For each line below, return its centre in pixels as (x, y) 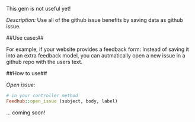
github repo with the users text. (44, 62)
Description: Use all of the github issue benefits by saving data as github (95, 20)
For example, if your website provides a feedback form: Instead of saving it (97, 49)
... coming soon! (26, 113)
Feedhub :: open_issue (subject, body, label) (62, 101)
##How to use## (27, 73)
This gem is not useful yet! (39, 9)
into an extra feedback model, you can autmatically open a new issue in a (96, 55)
